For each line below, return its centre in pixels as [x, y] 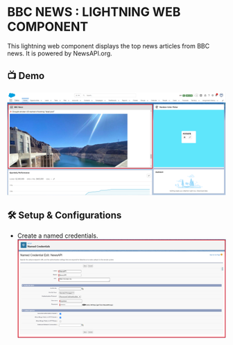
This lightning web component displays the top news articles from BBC [109, 46]
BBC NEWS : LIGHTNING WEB [94, 12]
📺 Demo [26, 76]
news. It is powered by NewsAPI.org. [60, 53]
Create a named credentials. [58, 236]
